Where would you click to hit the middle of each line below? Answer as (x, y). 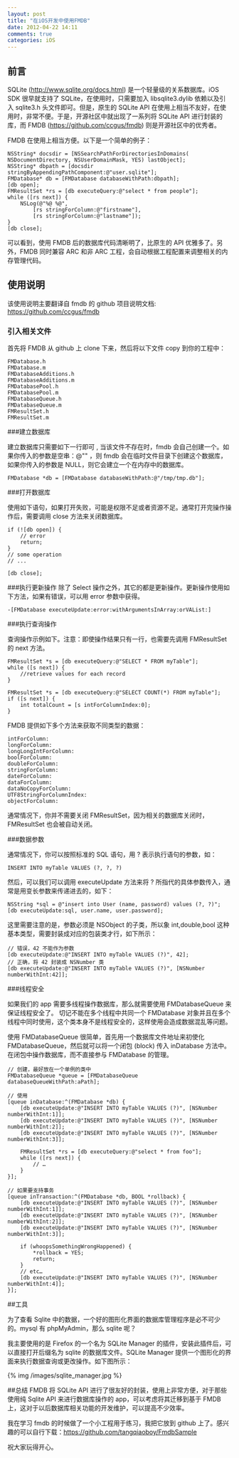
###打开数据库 (29, 493)
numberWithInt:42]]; (38, 975)
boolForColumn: (30, 758)
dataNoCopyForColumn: (39, 789)
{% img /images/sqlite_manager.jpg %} (65, 1375)
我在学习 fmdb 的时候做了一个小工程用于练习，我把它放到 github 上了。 (112, 1423)
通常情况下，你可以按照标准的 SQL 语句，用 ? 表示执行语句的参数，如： (112, 854)
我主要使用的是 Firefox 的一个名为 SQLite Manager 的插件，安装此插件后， (116, 1343)
